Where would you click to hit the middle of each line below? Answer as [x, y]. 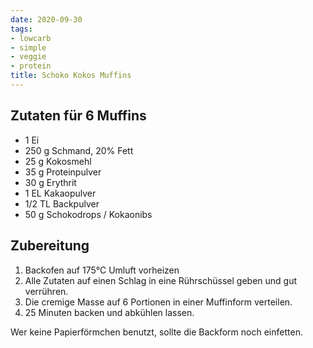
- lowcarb [31, 38]
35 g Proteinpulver [63, 172]
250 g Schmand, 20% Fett [79, 150]
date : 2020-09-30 [46, 19]
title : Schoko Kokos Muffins [71, 76]
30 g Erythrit [50, 182]
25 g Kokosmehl [58, 161]
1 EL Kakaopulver [60, 193]
